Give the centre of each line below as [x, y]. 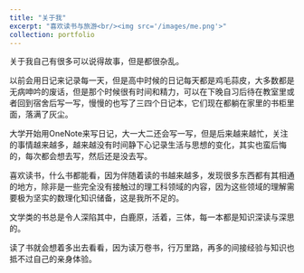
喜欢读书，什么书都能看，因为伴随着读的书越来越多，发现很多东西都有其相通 [152, 175]
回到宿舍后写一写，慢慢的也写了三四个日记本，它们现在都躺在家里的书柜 [152, 103]
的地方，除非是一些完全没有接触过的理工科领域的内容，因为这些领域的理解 [148, 187]
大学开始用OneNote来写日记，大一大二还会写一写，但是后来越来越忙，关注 [149, 134]
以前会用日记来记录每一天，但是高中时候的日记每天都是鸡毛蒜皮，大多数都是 [152, 80]
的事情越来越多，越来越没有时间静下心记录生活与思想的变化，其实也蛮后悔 [148, 145]
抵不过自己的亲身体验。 [53, 259]
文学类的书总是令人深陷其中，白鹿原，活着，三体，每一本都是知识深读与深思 [152, 217]
